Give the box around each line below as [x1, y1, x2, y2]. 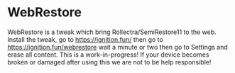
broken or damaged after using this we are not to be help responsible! [7, 57, 212, 66]
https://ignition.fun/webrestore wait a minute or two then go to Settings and [7, 43, 229, 51]
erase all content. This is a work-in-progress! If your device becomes [7, 50, 209, 59]
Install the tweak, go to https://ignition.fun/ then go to [7, 35, 163, 43]
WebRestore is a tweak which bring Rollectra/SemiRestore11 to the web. [7, 28, 217, 36]
